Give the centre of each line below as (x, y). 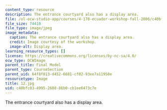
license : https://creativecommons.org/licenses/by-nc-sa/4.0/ (71, 56)
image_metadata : (22, 33)
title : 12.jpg (20, 83)
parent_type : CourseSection (34, 70)
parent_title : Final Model (33, 65)
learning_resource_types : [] (35, 51)
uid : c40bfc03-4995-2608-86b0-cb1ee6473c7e (51, 88)
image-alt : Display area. (37, 47)
